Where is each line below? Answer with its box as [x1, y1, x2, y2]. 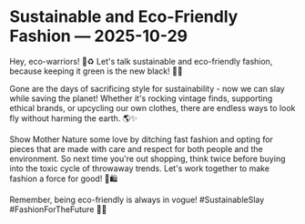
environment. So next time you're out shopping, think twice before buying [9, 153, 286, 164]
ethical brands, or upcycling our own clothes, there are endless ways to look [9, 102, 296, 113]
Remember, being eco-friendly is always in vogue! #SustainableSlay [9, 194, 265, 205]
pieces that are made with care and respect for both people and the [9, 143, 263, 154]
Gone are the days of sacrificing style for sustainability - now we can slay [9, 83, 285, 94]
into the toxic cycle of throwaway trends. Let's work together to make [9, 162, 270, 174]
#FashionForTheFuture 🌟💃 [9, 203, 107, 215]
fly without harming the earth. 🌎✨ [9, 112, 138, 124]
